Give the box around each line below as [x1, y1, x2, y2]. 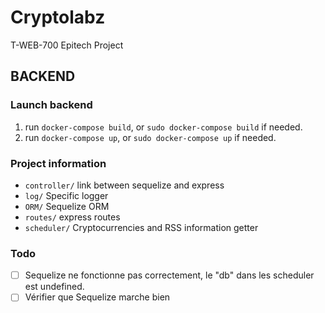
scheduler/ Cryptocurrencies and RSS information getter [24, 221, 259, 233]
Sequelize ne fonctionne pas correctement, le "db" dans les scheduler [24, 269, 315, 281]
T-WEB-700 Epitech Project [10, 39, 124, 51]
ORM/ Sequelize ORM [24, 200, 110, 212]
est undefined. [24, 281, 85, 293]
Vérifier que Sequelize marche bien [24, 291, 171, 303]
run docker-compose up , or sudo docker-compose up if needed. [24, 131, 277, 143]
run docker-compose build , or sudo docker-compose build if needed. [24, 121, 303, 133]
